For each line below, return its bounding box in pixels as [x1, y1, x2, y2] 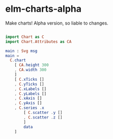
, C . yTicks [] [14, 81, 44, 87]
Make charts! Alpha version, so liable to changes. [5, 20, 108, 26]
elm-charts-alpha [5, 3, 82, 15]
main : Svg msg [5, 48, 38, 54]
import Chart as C [5, 34, 44, 39]
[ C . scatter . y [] [23, 110, 63, 115]
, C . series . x [14, 105, 44, 110]
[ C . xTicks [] [14, 77, 44, 82]
